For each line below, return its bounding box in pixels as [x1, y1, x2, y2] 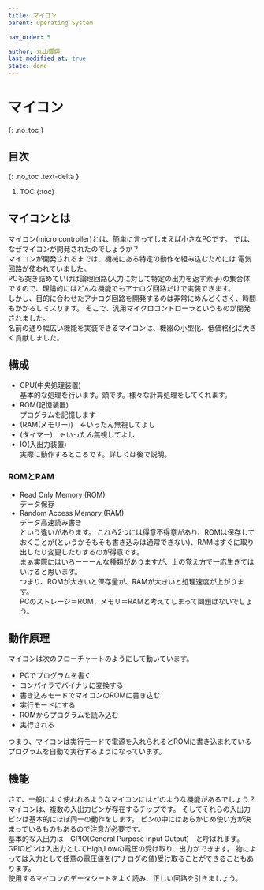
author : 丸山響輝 [8, 47, 61, 55]
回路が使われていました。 [8, 264, 91, 273]
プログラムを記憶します [19, 410, 96, 419]
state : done [8, 62, 47, 70]
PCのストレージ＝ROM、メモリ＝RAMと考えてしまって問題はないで [19, 596, 239, 606]
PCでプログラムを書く [19, 670, 92, 680]
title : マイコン [8, 11, 57, 20]
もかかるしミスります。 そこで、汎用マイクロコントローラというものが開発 [8, 303, 251, 313]
